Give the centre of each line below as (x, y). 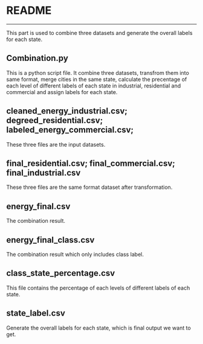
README (29, 11)
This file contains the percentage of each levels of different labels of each (98, 288)
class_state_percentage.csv (61, 273)
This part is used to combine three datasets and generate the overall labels (99, 33)
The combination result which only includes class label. (75, 254)
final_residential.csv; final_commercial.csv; (91, 163)
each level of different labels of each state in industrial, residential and (94, 86)
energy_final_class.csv (50, 240)
